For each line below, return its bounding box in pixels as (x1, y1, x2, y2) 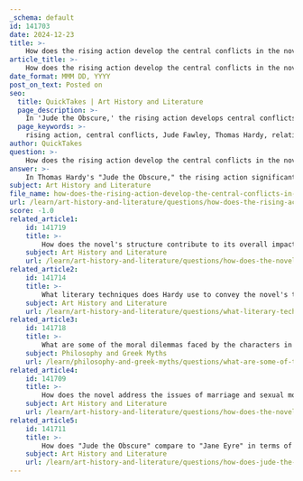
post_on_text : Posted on (9, 80, 103, 89)
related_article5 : (9, 416, 78, 425)
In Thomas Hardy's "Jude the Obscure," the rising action (25, 172, 248, 181)
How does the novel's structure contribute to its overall (41, 240, 269, 249)
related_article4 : (9, 365, 78, 375)
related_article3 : (9, 315, 78, 325)
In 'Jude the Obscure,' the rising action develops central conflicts (25, 114, 297, 123)
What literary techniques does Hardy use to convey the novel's (41, 290, 289, 299)
